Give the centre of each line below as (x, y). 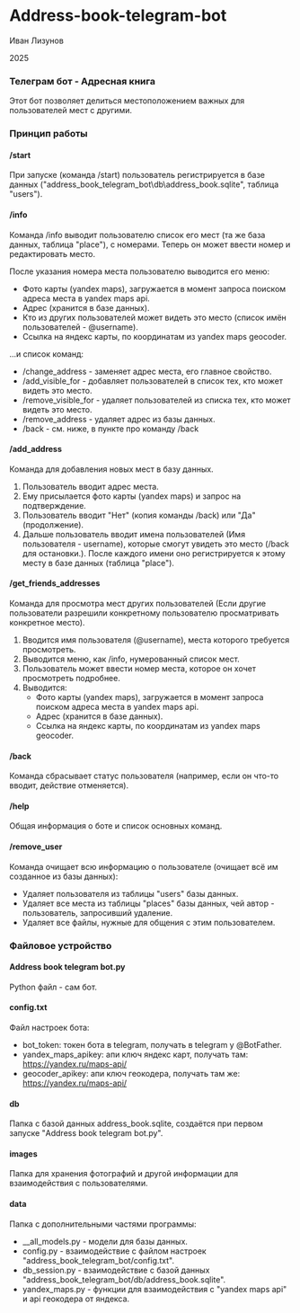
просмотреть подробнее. (71, 678)
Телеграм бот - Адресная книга (82, 81)
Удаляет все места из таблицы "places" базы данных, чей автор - (148, 903)
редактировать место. (53, 253)
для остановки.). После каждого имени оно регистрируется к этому (154, 553)
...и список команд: (46, 354)
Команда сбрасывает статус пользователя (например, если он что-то (144, 776)
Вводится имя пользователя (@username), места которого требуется (156, 640)
